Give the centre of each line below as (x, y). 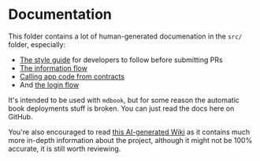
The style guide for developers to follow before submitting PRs (121, 60)
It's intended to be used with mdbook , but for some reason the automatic (124, 100)
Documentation (60, 15)
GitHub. (20, 116)
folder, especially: (37, 44)
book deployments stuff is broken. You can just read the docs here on (121, 108)
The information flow (54, 68)
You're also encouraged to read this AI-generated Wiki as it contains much (129, 132)
